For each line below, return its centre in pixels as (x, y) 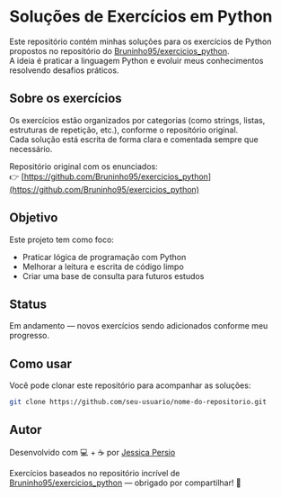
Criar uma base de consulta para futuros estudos (113, 276)
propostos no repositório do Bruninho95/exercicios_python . (120, 50)
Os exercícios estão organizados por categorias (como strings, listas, (137, 120)
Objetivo (34, 218)
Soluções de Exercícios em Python (141, 17)
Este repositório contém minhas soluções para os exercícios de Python (140, 41)
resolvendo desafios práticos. (64, 70)
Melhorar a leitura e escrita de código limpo (103, 267)
